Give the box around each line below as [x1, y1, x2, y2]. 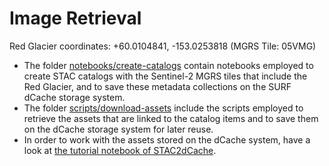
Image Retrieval [9, 7, 142, 30]
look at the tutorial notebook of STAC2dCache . [23, 144, 217, 156]
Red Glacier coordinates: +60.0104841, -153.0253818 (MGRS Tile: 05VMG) [9, 40, 317, 52]
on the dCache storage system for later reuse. [23, 123, 214, 135]
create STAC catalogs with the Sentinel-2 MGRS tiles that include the [23, 70, 308, 82]
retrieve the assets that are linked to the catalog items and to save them [23, 112, 319, 124]
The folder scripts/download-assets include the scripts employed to [23, 102, 304, 114]
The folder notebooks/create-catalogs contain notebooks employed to [23, 59, 314, 71]
